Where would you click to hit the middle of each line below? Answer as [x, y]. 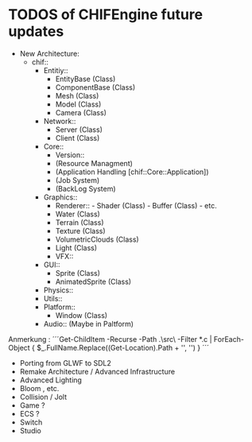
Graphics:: [60, 197]
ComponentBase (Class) [95, 87]
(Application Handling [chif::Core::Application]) [132, 172]
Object [19, 347]
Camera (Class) [81, 112]
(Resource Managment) [94, 163]
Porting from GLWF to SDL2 [65, 363]
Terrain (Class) [79, 222]
